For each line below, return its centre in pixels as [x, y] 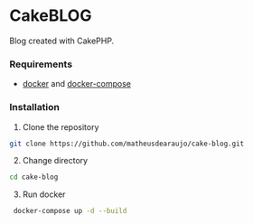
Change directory [55, 161]
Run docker [44, 194]
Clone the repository [61, 126]
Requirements [41, 64]
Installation [35, 107]
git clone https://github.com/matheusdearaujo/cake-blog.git [127, 144]
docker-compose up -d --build [70, 211]
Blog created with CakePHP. [62, 41]
